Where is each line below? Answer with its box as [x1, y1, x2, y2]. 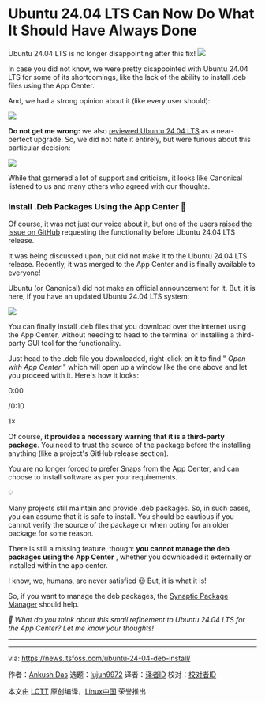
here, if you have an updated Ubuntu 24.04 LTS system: [8, 291, 190, 301]
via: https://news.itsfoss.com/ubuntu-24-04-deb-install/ [8, 653, 191, 664]
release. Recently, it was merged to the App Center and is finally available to [8, 260, 256, 269]
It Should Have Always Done [8, 21, 197, 39]
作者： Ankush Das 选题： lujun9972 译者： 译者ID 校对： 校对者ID [8, 670, 217, 679]
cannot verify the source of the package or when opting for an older [8, 521, 230, 530]
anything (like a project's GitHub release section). [8, 449, 170, 458]
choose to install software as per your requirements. [8, 472, 178, 482]
